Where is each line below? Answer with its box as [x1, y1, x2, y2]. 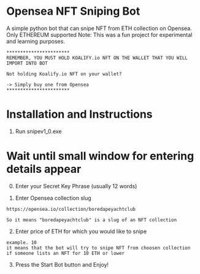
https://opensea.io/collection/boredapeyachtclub [6, 206, 136, 212]
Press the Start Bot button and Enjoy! [15, 261, 109, 268]
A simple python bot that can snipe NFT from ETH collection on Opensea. [6, 25, 192, 32]
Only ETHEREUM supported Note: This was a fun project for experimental [6, 31, 193, 38]
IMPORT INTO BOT [6, 60, 48, 66]
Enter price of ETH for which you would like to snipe [15, 227, 147, 235]
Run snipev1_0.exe [15, 127, 62, 135]
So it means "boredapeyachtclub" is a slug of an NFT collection [6, 216, 177, 223]
